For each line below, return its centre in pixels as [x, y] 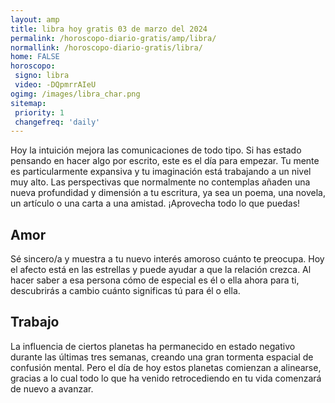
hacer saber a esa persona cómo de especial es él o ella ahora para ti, [155, 280]
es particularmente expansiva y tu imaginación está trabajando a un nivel [161, 172]
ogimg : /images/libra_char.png [75, 94]
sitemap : [28, 103]
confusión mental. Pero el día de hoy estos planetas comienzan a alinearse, [166, 367]
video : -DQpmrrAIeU [55, 85]
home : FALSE [35, 57]
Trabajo [35, 322]
